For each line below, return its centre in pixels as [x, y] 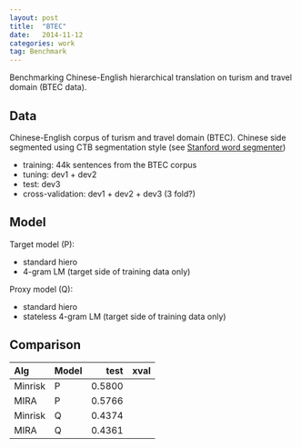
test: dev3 [41, 184]
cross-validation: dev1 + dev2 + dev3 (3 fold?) [109, 194]
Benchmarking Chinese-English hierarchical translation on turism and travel [151, 77]
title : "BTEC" [38, 26]
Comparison [45, 345]
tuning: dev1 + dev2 [60, 174]
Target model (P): [42, 244]
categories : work [42, 43]
